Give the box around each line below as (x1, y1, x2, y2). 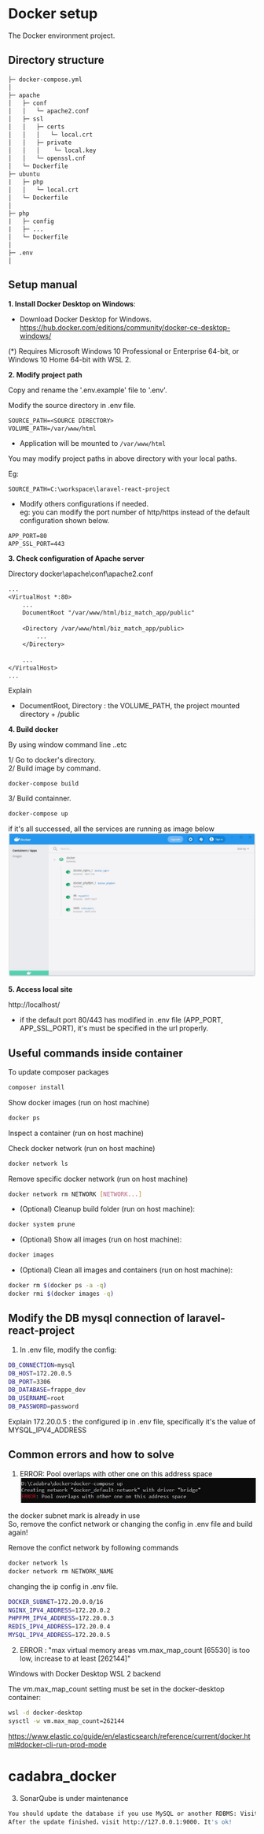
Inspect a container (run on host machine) (8, 1128, 144, 1138)
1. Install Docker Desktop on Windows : (8, 299, 136, 308)
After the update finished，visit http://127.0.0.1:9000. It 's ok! (8, 1817, 233, 1826)
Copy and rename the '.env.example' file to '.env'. (8, 385, 167, 395)
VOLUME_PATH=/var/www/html (8, 425, 97, 433)
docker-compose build (8, 779, 79, 788)
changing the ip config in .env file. (8, 1581, 119, 1591)
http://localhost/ (8, 1000, 60, 1009)
